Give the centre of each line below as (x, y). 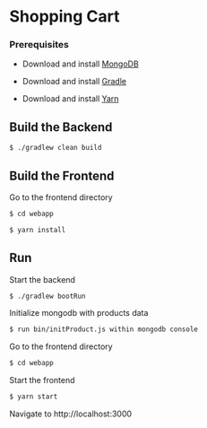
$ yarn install (38, 230)
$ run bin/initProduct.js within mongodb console (104, 329)
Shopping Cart (65, 17)
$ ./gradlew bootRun (48, 296)
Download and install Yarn (70, 99)
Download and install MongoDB (80, 64)
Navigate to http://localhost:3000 (71, 414)
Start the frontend (42, 380)
